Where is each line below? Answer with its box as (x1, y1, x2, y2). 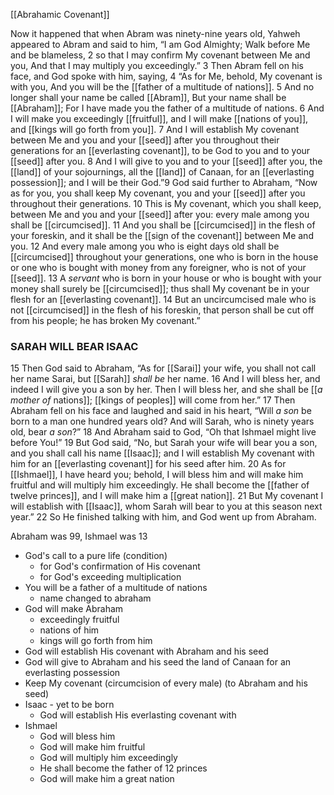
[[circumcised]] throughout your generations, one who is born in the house (10, 251, 319, 263)
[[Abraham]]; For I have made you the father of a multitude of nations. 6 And (10, 102, 325, 114)
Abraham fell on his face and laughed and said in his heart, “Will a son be (10, 405, 312, 417)
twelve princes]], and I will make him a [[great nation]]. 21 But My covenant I (10, 490, 324, 502)
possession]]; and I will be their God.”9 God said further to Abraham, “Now (10, 177, 318, 188)
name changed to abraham (39, 592, 152, 604)
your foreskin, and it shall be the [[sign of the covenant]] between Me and (10, 230, 314, 241)
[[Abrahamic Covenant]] (10, 9, 110, 20)
